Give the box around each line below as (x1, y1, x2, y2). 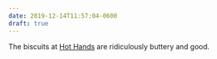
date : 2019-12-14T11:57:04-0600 (8, 11, 117, 20)
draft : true (8, 19, 49, 27)
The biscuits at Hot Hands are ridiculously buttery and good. (8, 41, 211, 51)
